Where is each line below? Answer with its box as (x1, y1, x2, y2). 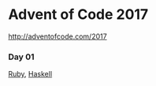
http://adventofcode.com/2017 (8, 32, 108, 41)
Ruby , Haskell (8, 69, 53, 79)
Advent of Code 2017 (8, 6, 149, 24)
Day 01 (8, 51, 35, 62)
